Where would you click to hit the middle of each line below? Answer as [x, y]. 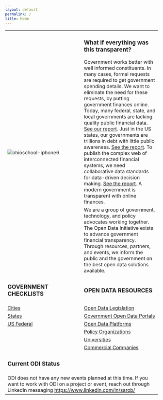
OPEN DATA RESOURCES [118, 291]
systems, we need [105, 165]
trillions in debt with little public [119, 141]
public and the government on [118, 258]
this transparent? [108, 50]
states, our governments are [116, 135]
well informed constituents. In [118, 68]
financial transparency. [110, 240]
